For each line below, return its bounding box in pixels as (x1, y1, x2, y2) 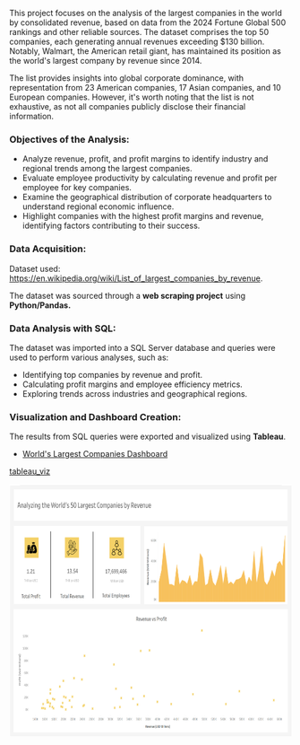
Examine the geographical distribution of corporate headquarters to (21, 192, 272, 203)
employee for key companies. (21, 182, 133, 193)
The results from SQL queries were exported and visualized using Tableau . (9, 431, 287, 443)
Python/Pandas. (9, 300, 72, 311)
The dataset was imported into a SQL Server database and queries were (9, 342, 276, 353)
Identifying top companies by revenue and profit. (21, 369, 203, 380)
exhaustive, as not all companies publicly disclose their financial (9, 101, 246, 111)
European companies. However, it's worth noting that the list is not (9, 92, 254, 102)
